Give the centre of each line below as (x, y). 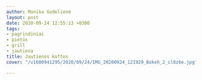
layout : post (23, 17)
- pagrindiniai (25, 34)
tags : (13, 29)
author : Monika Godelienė (38, 12)
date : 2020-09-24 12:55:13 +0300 (48, 23)
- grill (16, 46)
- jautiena (20, 51)
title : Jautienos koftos (37, 57)
